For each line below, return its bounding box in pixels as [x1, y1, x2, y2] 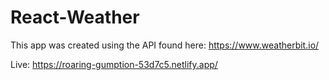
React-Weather [10, 6, 140, 29]
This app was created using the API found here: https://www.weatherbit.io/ [10, 39, 320, 51]
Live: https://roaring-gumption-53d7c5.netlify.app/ [10, 58, 218, 70]
